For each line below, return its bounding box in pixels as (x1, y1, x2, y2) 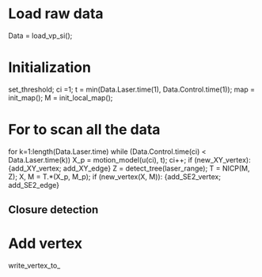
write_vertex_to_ (8, 261, 61, 271)
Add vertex (8, 234, 83, 253)
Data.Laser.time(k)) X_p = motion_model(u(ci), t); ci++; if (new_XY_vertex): (8, 155, 251, 164)
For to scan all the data (8, 121, 161, 139)
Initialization (8, 58, 91, 77)
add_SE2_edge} (8, 180, 60, 189)
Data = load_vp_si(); (8, 31, 73, 40)
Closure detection (8, 203, 99, 217)
